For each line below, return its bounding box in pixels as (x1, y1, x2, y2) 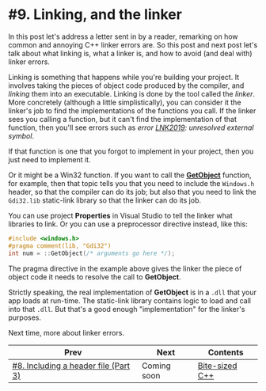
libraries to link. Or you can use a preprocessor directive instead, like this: (8, 219, 248, 229)
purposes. (8, 313, 42, 322)
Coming (141, 360, 172, 371)
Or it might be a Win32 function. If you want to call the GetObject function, (8, 170, 252, 180)
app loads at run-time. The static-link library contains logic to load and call (8, 295, 252, 306)
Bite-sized (197, 360, 237, 371)
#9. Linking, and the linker (8, 6, 182, 24)
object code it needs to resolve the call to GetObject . (8, 271, 182, 282)
